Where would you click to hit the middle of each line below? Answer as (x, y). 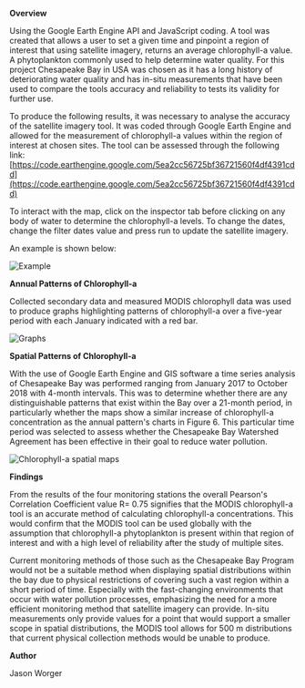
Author (23, 656)
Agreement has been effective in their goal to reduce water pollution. (139, 442)
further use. (32, 98)
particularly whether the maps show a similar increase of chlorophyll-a (142, 412)
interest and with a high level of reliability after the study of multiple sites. (147, 543)
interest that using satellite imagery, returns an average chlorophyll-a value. (151, 50)
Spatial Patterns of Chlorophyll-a (73, 356)
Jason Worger (36, 673)
